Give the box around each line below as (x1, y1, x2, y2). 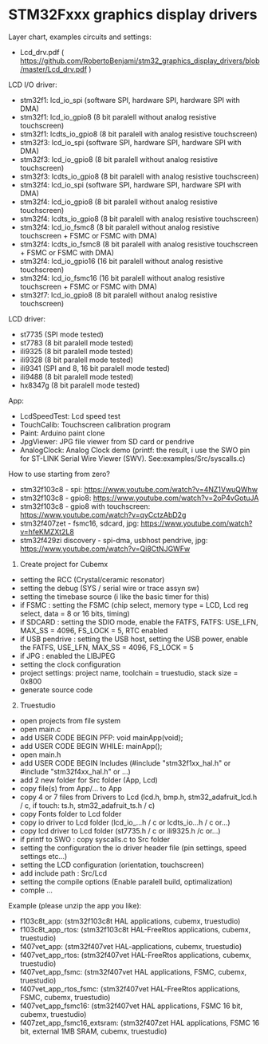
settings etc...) (19, 851, 68, 861)
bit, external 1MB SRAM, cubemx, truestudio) (19, 1026, 167, 1036)
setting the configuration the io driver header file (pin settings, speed (19, 843, 247, 853)
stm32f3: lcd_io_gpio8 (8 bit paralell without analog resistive (19, 154, 219, 164)
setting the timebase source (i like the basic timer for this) (19, 592, 210, 601)
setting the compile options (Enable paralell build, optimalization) (19, 877, 233, 886)
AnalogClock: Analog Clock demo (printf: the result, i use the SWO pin (19, 445, 250, 455)
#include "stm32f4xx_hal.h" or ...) (19, 766, 132, 776)
